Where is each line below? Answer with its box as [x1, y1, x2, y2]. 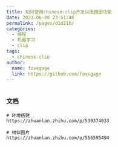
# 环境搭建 [6, 113, 30, 119]
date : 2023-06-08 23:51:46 [6, 15, 74, 21]
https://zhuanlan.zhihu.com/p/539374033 [6, 117, 110, 124]
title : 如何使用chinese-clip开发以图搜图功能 [6, 8, 112, 15]
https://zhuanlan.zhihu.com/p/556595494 [6, 134, 110, 141]
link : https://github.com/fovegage [11, 71, 102, 77]
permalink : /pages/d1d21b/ [6, 20, 74, 26]
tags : [6, 48, 20, 54]
